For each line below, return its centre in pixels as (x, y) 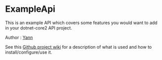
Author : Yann (19, 37)
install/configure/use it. (29, 52)
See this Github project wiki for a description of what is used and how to (79, 47)
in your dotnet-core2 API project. (39, 28)
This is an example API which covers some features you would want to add (81, 23)
